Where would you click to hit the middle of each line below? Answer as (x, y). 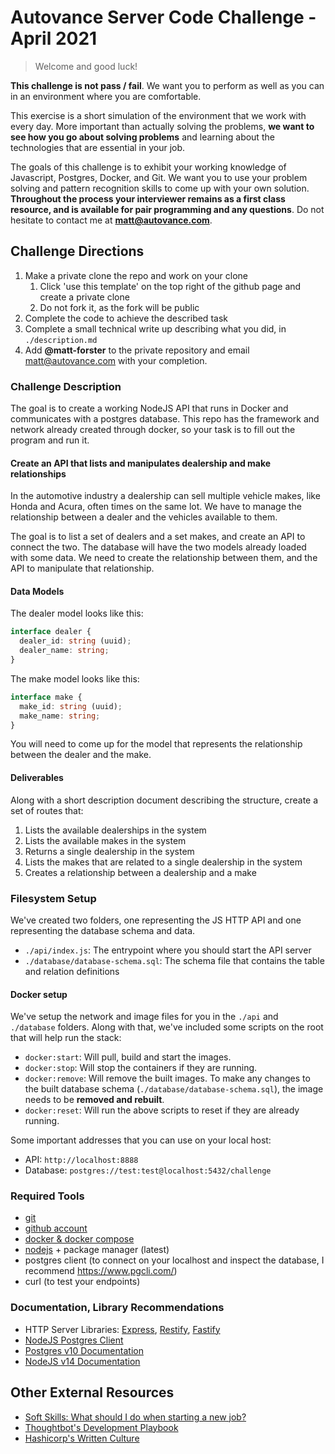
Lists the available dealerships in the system (115, 830)
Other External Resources (92, 1392)
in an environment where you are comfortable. (106, 96)
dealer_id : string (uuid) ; (75, 641)
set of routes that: (47, 810)
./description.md (61, 340)
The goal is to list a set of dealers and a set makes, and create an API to (158, 537)
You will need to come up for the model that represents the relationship (156, 744)
